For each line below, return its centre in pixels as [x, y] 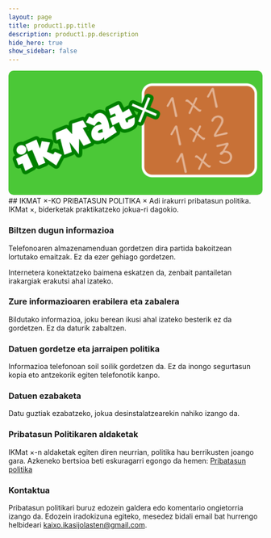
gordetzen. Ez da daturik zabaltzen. [67, 328]
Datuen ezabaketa [45, 396]
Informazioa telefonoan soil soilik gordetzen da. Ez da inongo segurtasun [130, 367]
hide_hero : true [35, 43]
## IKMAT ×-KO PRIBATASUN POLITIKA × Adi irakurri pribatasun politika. [130, 201]
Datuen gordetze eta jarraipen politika [84, 349]
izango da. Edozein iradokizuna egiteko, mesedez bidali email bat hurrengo [133, 516]
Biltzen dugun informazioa [61, 230]
